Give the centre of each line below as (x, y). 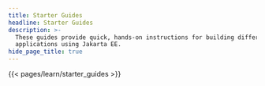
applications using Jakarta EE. (69, 45)
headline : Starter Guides (50, 23)
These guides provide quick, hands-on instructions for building (125, 37)
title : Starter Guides (45, 15)
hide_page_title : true (45, 52)
